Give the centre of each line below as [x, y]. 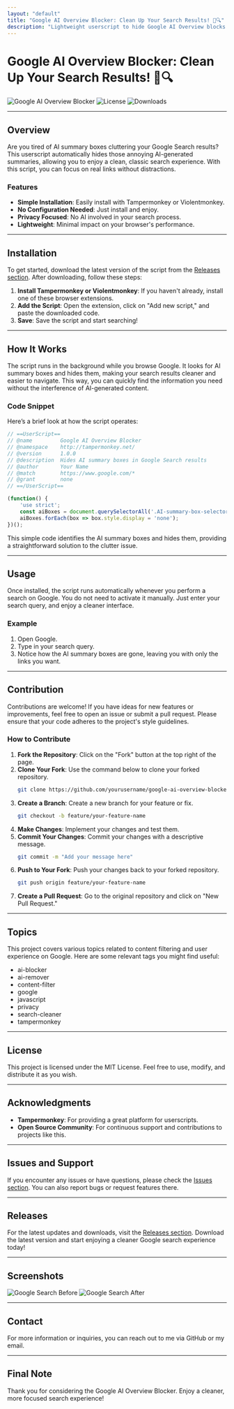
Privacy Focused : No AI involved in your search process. [99, 217]
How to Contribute [39, 739]
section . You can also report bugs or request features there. [93, 1187]
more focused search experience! [56, 1398]
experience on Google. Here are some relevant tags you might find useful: [114, 957]
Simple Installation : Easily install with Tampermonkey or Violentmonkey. [121, 202]
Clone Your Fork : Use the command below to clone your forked [108, 769]
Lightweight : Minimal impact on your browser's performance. [106, 225]
